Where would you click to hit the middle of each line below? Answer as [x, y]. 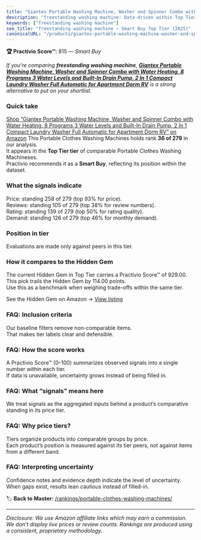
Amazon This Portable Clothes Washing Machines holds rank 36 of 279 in [97, 138]
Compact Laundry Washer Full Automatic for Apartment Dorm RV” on [92, 132]
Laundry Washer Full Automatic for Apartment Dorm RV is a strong [91, 84]
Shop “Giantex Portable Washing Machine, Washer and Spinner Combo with [100, 119]
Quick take [22, 107]
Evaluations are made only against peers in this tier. [70, 247]
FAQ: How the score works [45, 350]
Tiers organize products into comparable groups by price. [77, 439]
